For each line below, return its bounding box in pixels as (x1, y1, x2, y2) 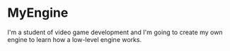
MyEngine (7, 5, 69, 21)
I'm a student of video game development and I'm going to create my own (7, 28, 223, 36)
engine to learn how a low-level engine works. (7, 35, 142, 43)
